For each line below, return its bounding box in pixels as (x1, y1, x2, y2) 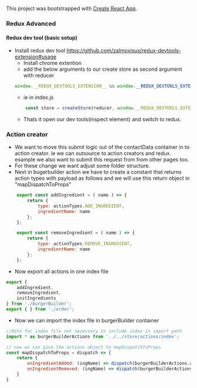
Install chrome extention (23, 60, 82, 67)
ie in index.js (23, 94, 54, 101)
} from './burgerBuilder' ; (6, 301, 72, 307)
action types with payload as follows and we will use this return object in (14, 175, 190, 182)
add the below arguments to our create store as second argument (23, 66, 183, 73)
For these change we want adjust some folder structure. (14, 162, 151, 169)
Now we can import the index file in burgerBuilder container (14, 317, 159, 324)
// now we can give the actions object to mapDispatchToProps (6, 344, 161, 350)
